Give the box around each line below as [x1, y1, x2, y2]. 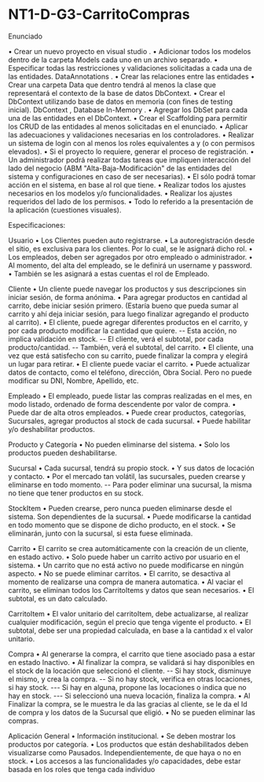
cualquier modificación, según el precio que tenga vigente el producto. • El [8, 617, 251, 627]
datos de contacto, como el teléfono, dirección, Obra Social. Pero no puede [8, 367, 252, 377]
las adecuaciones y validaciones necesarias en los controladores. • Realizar [8, 130, 255, 139]
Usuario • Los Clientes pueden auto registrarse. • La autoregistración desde [8, 236, 255, 245]
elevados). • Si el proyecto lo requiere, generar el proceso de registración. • [8, 147, 255, 156]
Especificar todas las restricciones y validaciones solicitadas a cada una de [8, 63, 253, 72]
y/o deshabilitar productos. [8, 424, 96, 433]
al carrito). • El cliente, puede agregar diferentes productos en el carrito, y [8, 317, 248, 327]
